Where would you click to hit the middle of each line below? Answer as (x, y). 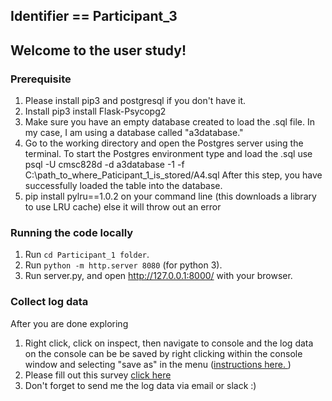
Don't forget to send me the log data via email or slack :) (140, 385)
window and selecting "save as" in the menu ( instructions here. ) (158, 364)
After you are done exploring (69, 323)
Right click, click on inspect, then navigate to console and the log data (169, 343)
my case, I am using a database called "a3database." (134, 133)
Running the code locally (72, 232)
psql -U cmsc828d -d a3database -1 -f (104, 165)
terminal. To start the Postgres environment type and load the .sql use (168, 154)
